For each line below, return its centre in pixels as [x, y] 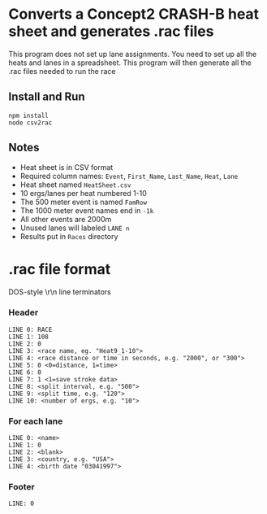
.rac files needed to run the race [62, 71]
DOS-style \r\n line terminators [60, 292]
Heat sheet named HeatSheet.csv [75, 185]
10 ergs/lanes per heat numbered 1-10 [84, 193]
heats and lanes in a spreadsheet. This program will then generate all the [130, 63]
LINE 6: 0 [25, 372]
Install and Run [47, 97]
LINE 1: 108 [28, 337]
